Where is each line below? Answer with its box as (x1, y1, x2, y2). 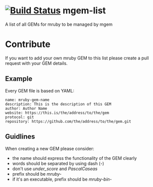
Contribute (5, 39, 51, 50)
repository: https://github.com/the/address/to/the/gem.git (5, 119, 132, 124)
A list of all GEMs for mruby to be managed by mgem (5, 21, 113, 27)
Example (5, 75, 33, 83)
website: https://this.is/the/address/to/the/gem (5, 110, 110, 115)
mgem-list (62, 5, 106, 16)
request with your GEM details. (5, 60, 68, 66)
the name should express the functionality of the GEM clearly (12, 155, 137, 161)
